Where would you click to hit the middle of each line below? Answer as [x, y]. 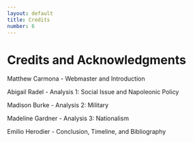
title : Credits [29, 20]
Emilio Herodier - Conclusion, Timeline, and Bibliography [87, 132]
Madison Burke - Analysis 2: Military [58, 105]
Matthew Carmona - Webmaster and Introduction [76, 79]
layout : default [30, 13]
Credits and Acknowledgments [96, 60]
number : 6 [21, 26]
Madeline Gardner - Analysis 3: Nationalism [68, 118]
